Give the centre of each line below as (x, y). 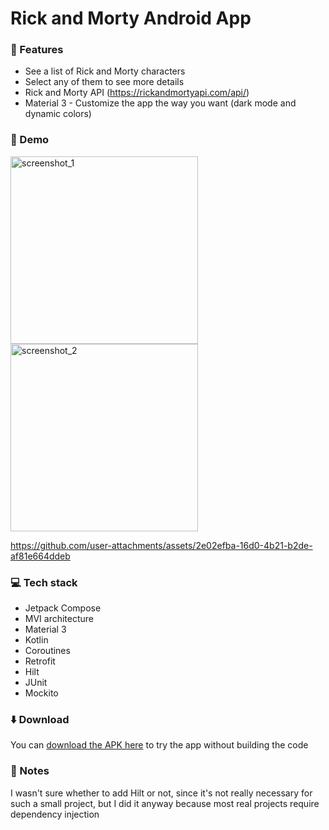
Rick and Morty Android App (131, 18)
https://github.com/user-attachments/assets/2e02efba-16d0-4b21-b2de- (161, 545)
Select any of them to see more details (104, 82)
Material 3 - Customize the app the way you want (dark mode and (160, 103)
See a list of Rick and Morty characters (105, 71)
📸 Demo (30, 140)
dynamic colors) (58, 114)
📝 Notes (30, 771)
